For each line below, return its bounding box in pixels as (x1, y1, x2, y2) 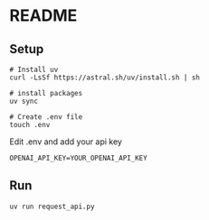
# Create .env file (9, 113, 83, 122)
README (9, 5, 78, 26)
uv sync (9, 96, 39, 105)
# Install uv (9, 65, 59, 74)
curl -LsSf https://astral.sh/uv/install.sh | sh (9, 73, 201, 82)
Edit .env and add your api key (9, 136, 122, 147)
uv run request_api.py (9, 202, 95, 211)
